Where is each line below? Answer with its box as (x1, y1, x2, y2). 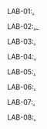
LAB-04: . (7, 52, 36, 61)
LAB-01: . (7, 7, 35, 16)
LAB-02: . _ (7, 22, 39, 30)
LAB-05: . (7, 67, 36, 77)
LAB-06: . (7, 82, 36, 91)
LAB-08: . (7, 113, 36, 122)
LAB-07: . (7, 98, 35, 106)
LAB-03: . (7, 37, 36, 46)
